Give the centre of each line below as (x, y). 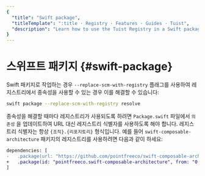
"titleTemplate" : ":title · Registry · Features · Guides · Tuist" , (101, 23)
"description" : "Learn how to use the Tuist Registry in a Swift (97, 29)
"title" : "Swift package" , (46, 18)
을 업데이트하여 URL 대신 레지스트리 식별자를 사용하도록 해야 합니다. (97, 124)
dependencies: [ (27, 150)
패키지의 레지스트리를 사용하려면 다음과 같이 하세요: (102, 139)
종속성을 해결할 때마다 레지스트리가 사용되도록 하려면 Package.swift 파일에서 (98, 116)
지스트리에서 (21, 93)
